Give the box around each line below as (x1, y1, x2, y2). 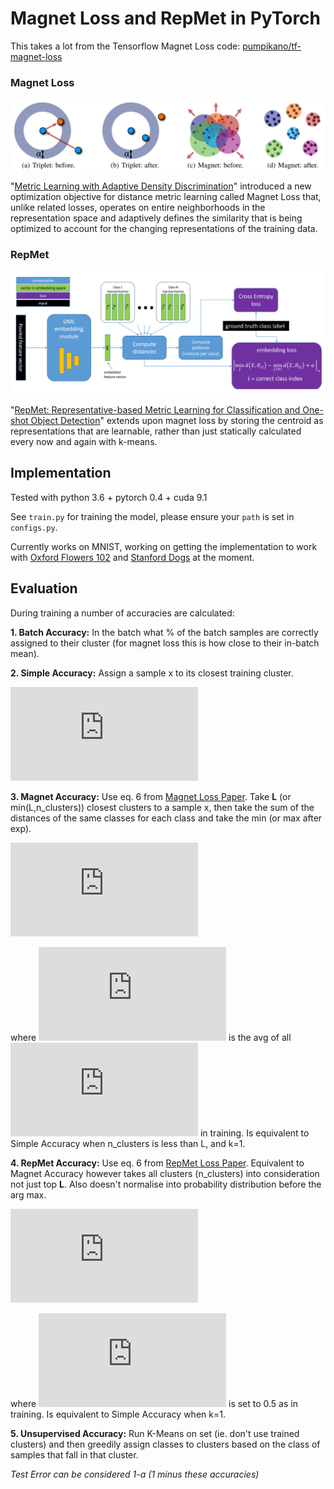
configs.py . (10, 521, 58, 533)
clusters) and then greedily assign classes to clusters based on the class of (10, 1438, 321, 1450)
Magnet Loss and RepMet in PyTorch (10, 7, 322, 30)
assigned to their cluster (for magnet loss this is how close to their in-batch (10, 637, 320, 649)
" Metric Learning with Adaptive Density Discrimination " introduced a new (10, 180, 312, 192)
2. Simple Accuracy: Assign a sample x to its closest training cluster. (10, 667, 294, 679)
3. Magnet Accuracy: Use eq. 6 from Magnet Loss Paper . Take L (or (10, 790, 292, 802)
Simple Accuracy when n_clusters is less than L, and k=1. (10, 1137, 246, 1149)
